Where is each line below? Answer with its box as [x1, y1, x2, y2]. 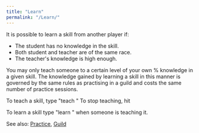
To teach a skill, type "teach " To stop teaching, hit [6, 97, 130, 104]
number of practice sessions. [6, 85, 78, 92]
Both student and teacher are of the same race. [14, 48, 132, 55]
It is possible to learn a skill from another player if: [6, 30, 130, 38]
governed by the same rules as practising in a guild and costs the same [6, 79, 182, 86]
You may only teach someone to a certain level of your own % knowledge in [6, 66, 193, 73]
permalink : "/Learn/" [6, 14, 60, 20]
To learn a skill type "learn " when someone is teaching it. [6, 109, 148, 116]
